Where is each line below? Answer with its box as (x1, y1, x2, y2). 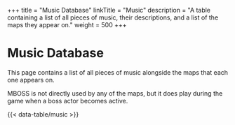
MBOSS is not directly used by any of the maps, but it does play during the (7, 89, 223, 97)
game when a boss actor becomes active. (7, 96, 128, 105)
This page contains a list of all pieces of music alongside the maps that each (7, 68, 229, 76)
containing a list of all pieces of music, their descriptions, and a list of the (7, 13, 219, 22)
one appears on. (7, 75, 55, 84)
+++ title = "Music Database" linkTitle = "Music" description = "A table (7, 6, 211, 14)
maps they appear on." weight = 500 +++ (7, 21, 127, 29)
